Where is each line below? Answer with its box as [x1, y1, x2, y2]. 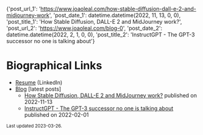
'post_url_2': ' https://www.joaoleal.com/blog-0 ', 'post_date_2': [6, 24, 163, 32]
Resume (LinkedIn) [15, 78, 63, 86]
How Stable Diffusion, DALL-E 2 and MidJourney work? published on [24, 91, 197, 99]
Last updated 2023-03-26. [6, 123, 62, 129]
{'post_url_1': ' [6, 5, 41, 12]
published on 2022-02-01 [24, 111, 89, 118]
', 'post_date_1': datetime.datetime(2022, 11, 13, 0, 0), [49, 12, 181, 19]
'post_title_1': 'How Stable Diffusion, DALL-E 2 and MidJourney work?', [6, 18, 182, 25]
